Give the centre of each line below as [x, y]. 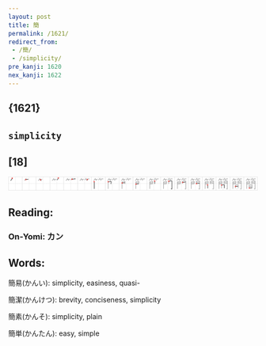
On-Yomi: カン [36, 237]
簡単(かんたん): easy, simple [54, 333]
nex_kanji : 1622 [35, 75]
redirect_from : [33, 42]
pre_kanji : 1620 [35, 67]
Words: [27, 262]
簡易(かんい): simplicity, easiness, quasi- [74, 283]
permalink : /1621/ [38, 33]
